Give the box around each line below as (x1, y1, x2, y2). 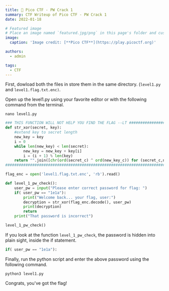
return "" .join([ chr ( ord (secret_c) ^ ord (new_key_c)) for (14, 158, 138, 163)
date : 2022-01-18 (5, 17, 42, 22)
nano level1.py (5, 111, 37, 117)
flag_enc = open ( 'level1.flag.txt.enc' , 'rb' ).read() (5, 172, 121, 177)
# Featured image (5, 26, 42, 31)
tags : (5, 63, 17, 68)
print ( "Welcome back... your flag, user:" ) (23, 195, 116, 200)
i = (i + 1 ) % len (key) (23, 153, 73, 158)
